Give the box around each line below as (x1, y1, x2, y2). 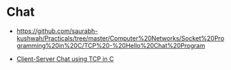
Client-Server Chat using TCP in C (16, 54, 114, 62)
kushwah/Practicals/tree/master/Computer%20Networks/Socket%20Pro (16, 34, 225, 42)
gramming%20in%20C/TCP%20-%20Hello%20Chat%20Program (16, 41, 205, 49)
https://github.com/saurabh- (16, 27, 98, 35)
